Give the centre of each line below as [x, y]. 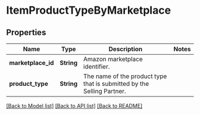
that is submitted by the [116, 84]
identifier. [96, 66]
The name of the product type [125, 76]
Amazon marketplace [113, 59]
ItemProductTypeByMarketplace [89, 10]
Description [126, 49]
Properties [26, 32]
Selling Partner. [104, 91]
